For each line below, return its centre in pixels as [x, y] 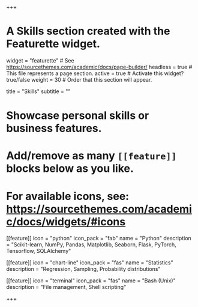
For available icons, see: [68, 196]
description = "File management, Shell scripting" [66, 287]
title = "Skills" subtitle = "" [38, 91]
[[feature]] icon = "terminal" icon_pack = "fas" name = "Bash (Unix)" [91, 281]
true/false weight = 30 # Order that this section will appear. [79, 79]
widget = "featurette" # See [40, 60]
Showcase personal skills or [78, 116]
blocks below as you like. [70, 169]
